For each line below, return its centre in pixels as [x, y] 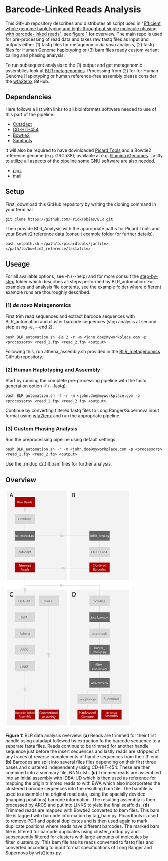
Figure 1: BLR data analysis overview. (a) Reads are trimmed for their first [81, 735]
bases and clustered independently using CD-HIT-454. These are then [78, 767]
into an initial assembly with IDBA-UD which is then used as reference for [81, 778]
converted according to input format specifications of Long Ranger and [79, 848]
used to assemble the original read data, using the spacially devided [76, 794]
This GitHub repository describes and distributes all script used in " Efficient [83, 23]
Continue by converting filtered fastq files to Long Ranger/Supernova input [82, 410]
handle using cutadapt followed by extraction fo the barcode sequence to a [83, 741]
